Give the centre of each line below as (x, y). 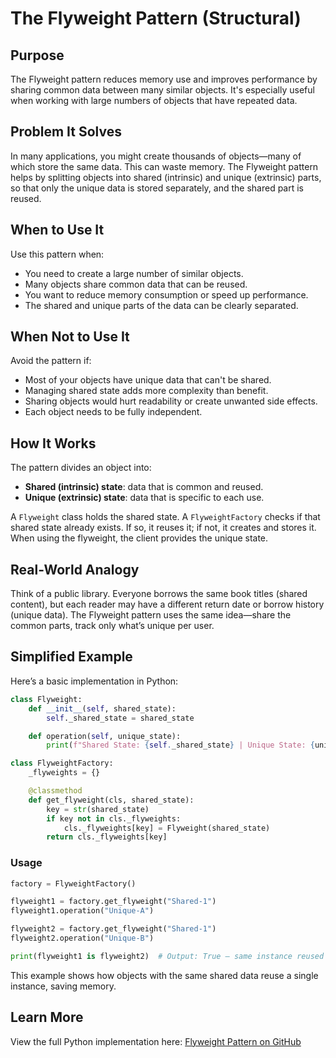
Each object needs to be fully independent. (113, 412)
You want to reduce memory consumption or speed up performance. (166, 294)
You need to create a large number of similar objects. (134, 273)
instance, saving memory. (63, 986)
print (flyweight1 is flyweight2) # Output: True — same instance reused (167, 956)
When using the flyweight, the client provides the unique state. (139, 538)
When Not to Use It (70, 337)
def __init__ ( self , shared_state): (102, 708)
